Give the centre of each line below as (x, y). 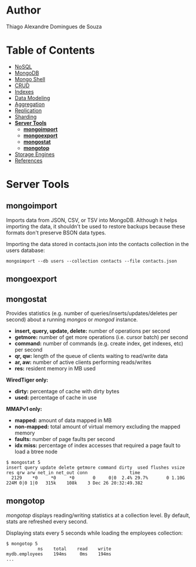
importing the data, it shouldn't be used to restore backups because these (96, 226)
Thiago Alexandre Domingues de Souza (54, 26)
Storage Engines (34, 154)
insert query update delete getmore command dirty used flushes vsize (95, 468)
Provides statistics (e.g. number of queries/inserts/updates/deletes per (92, 313)
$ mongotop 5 (22, 543)
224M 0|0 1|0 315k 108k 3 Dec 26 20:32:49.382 (75, 483)
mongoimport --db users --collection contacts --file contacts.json (92, 261)
